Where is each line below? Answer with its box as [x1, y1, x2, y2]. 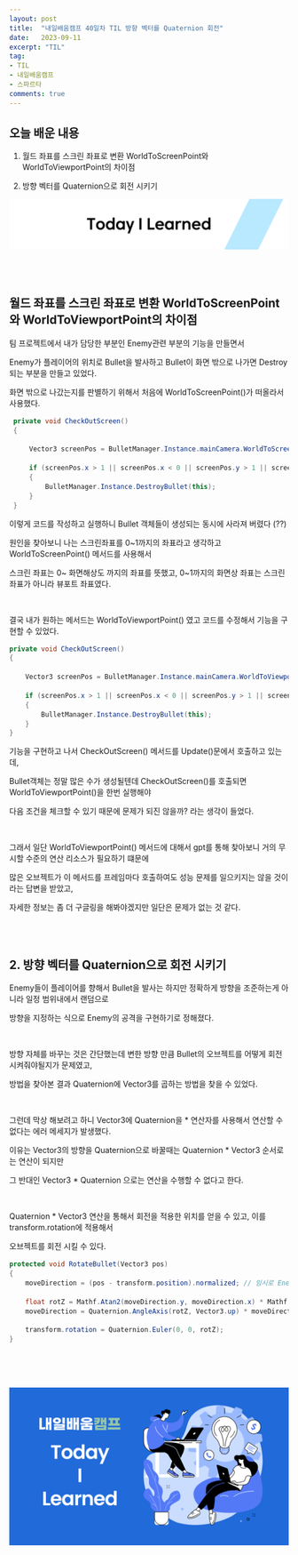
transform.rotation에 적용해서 [9, 1222, 114, 1233]
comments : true [9, 89, 66, 98]
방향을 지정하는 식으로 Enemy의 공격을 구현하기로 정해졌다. [9, 1013, 215, 1023]
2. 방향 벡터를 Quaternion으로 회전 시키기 [9, 957, 227, 973]
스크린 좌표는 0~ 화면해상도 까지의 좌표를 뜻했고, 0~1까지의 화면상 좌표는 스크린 [9, 567, 286, 578]
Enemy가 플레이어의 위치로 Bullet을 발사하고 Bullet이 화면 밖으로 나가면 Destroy [9, 357, 288, 367]
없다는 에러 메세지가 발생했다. [9, 1126, 112, 1137]
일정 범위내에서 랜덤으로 [25, 994, 109, 1005]
